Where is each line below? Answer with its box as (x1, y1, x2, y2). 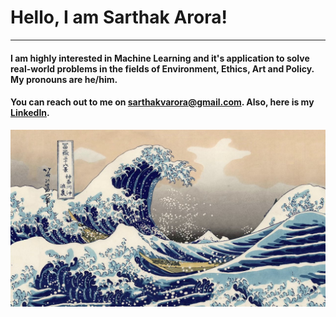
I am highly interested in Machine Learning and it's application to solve (10, 52, 310, 64)
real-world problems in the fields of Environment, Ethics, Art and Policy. (10, 62, 315, 75)
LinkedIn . (10, 107, 50, 119)
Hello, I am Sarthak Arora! (10, 6, 228, 29)
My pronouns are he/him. (10, 73, 118, 85)
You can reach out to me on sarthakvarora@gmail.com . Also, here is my (10, 96, 315, 108)
